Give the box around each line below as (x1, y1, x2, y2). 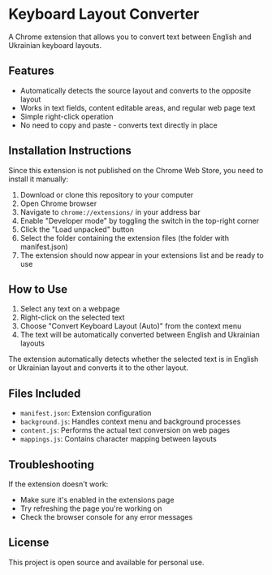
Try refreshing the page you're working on (19, 503, 162, 513)
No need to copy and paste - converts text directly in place (19, 120, 218, 130)
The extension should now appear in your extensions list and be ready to (19, 250, 264, 260)
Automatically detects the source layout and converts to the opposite (19, 85, 252, 95)
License (8, 536, 50, 550)
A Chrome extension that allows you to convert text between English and (8, 32, 252, 41)
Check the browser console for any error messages (19, 512, 193, 521)
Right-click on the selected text (19, 312, 125, 322)
